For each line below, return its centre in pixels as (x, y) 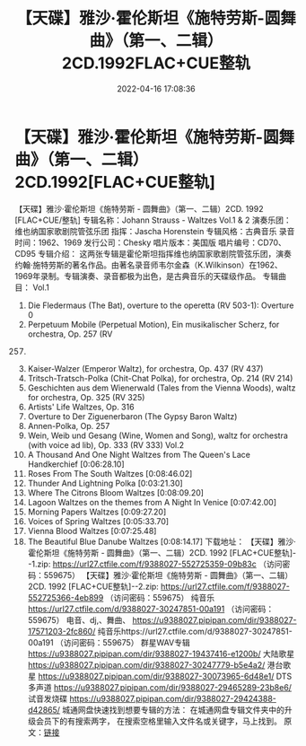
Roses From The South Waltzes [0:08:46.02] (110, 473)
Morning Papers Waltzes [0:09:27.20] (97, 512)
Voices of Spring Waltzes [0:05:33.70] (98, 521)
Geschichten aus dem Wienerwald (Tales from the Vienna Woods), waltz (162, 388)
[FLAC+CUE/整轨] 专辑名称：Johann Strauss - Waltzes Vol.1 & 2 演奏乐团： (153, 220)
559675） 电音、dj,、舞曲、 (79, 619)
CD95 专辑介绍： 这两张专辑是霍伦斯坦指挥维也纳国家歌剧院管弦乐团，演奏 (153, 253)
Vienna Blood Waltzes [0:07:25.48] (92, 531)
